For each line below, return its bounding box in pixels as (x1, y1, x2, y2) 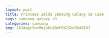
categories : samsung (5, 21, 48, 26)
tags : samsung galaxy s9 (5, 16, 57, 21)
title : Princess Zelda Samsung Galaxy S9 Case (5, 12, 104, 17)
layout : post (5, 7, 32, 12)
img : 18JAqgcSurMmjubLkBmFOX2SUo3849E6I (5, 26, 91, 31)
